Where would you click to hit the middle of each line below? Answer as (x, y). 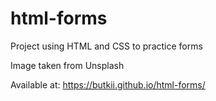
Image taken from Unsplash (67, 65)
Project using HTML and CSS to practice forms (106, 46)
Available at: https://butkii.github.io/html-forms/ (108, 84)
